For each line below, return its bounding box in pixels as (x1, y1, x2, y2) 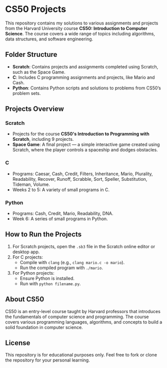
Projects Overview (5, 105, 64, 113)
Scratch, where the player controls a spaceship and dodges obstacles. (12, 147, 158, 153)
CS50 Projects (5, 3, 66, 15)
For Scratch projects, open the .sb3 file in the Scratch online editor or (12, 243, 155, 249)
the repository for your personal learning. (5, 357, 90, 363)
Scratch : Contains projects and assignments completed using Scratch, (12, 63, 158, 69)
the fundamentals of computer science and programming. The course (5, 314, 149, 320)
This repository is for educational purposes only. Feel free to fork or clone (5, 352, 157, 358)
